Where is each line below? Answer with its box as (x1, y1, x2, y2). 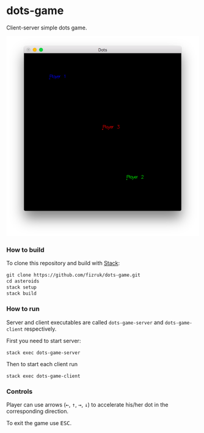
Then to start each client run (6, 360, 78, 367)
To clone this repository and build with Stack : (6, 260, 120, 267)
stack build (6, 290, 37, 297)
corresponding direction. (6, 407, 69, 415)
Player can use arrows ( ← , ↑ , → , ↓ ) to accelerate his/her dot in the (6, 401, 169, 408)
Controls (6, 387, 33, 396)
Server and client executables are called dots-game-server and (6, 318, 164, 326)
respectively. (24, 325, 57, 333)
